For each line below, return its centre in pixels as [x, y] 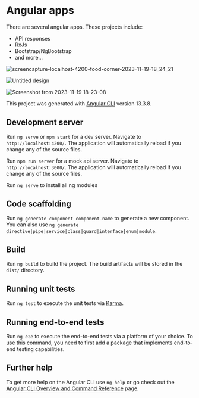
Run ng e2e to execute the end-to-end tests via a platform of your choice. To [100, 336]
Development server [45, 122]
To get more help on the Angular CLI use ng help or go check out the [90, 382]
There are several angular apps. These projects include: [75, 27]
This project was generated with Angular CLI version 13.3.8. [79, 103]
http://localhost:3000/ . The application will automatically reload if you [94, 167]
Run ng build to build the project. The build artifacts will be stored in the [94, 264]
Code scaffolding [39, 204]
